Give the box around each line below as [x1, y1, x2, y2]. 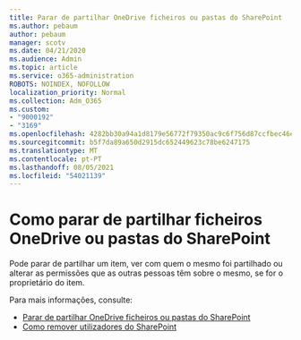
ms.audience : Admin [9, 55, 82, 64]
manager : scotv [9, 38, 66, 47]
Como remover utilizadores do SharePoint [21, 321, 177, 332]
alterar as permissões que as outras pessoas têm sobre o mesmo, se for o [9, 268, 284, 278]
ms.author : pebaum [9, 21, 78, 30]
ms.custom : [9, 105, 50, 114]
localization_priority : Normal [9, 88, 126, 97]
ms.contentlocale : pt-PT [9, 154, 102, 164]
